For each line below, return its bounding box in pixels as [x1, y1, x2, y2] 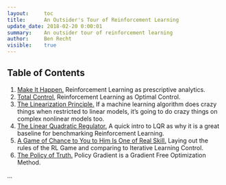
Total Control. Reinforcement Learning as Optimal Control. [16, 92, 181, 101]
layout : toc [7, 10, 53, 17]
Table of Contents [7, 67, 86, 79]
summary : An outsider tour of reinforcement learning [7, 29, 173, 36]
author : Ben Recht [7, 36, 72, 42]
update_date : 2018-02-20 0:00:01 [7, 23, 103, 29]
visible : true [7, 42, 57, 49]
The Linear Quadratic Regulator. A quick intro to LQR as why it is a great [16, 121, 220, 130]
